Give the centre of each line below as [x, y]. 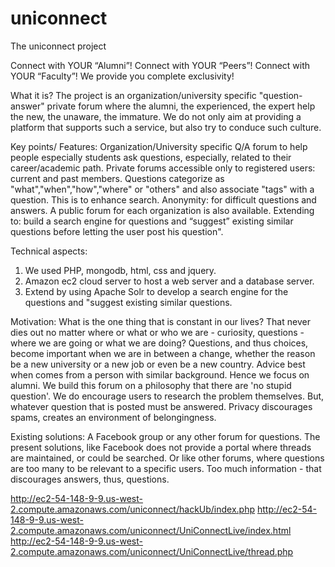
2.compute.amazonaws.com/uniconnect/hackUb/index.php [133, 509]
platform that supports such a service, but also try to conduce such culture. [166, 127]
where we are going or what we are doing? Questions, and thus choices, [159, 343]
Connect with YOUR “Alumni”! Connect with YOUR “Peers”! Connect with [160, 65]
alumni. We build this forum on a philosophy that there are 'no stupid [151, 385]
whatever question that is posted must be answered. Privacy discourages [161, 406]
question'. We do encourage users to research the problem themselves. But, [167, 396]
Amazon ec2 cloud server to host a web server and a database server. [169, 281]
